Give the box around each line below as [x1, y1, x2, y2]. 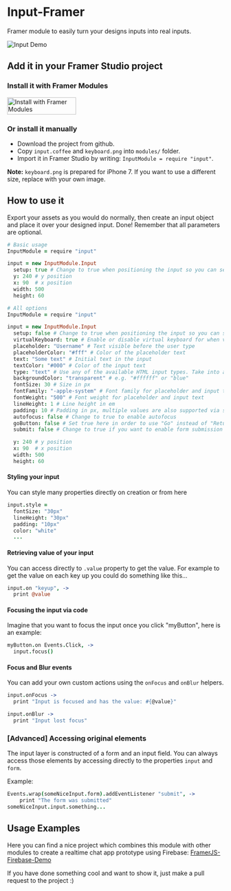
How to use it [7, 195, 65, 207]
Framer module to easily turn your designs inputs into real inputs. [7, 27, 191, 35]
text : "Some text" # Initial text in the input [13, 355, 153, 362]
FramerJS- [190, 848, 221, 856]
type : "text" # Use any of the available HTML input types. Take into [13, 369, 220, 375]
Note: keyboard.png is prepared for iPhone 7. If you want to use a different [7, 167, 216, 176]
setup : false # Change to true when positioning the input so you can [13, 330, 220, 337]
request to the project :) [7, 876, 74, 884]
